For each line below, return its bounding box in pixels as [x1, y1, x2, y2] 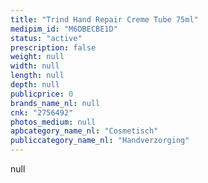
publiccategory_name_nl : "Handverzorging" [10, 136, 190, 146]
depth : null [10, 80, 60, 90]
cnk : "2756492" [10, 107, 74, 118]
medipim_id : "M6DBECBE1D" [10, 24, 118, 34]
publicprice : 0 [10, 89, 74, 99]
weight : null [10, 52, 65, 62]
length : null [10, 71, 65, 81]
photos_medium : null [10, 117, 97, 127]
